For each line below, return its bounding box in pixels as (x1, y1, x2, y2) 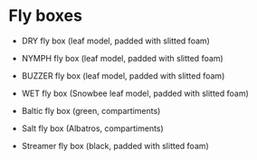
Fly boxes (8, 5, 83, 26)
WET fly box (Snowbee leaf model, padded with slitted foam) (21, 88, 250, 99)
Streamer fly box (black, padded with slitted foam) (21, 140, 209, 151)
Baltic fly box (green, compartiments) (21, 105, 161, 116)
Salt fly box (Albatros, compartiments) (21, 123, 164, 134)
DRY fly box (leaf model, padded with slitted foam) (21, 35, 210, 46)
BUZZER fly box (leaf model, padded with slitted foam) (21, 70, 225, 81)
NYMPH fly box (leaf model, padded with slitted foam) (21, 52, 224, 63)
